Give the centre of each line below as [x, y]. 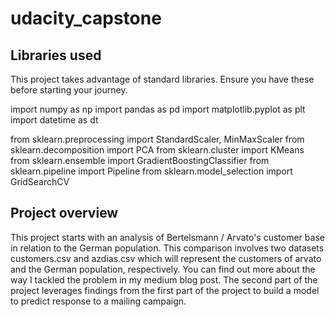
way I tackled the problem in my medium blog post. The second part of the [164, 279]
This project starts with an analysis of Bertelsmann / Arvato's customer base [167, 237]
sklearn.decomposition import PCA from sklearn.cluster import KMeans [157, 150]
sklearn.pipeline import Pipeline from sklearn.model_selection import [151, 171]
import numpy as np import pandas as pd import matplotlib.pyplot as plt [158, 109]
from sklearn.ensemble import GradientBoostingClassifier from [140, 160]
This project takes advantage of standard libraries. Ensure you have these [162, 79]
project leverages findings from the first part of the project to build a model [165, 290]
